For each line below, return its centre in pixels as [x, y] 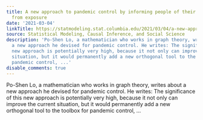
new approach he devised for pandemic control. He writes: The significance [101, 92]
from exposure [29, 17]
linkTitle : [20, 29]
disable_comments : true [36, 68]
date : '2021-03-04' [31, 23]
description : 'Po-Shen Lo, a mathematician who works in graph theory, [98, 40]
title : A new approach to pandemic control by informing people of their [101, 12]
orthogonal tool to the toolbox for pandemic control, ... [74, 111]
